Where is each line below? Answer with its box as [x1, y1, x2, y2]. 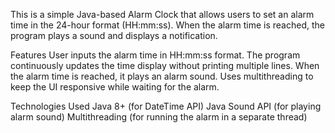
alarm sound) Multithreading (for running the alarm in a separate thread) [10, 111, 308, 123]
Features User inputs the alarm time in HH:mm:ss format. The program [10, 49, 301, 61]
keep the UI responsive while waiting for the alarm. [10, 81, 220, 93]
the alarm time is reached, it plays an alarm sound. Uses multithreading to [10, 70, 314, 82]
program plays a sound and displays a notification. [10, 30, 218, 41]
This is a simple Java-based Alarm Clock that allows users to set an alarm [10, 9, 315, 20]
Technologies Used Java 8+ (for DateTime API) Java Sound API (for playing [10, 100, 322, 112]
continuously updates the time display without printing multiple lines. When [10, 60, 320, 71]
